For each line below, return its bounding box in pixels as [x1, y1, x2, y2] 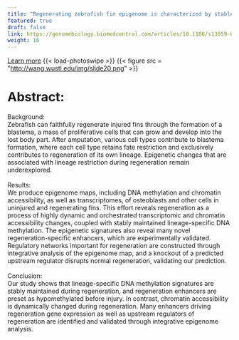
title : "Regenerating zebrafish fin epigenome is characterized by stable [7, 10, 234, 18]
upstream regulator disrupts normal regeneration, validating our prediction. [7, 257, 227, 265]
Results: [7, 181, 31, 190]
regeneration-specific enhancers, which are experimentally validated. [7, 234, 211, 242]
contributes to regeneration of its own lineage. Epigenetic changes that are [7, 150, 227, 159]
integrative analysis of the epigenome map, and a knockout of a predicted [7, 249, 224, 257]
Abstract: [7, 89, 65, 105]
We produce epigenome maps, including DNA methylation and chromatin [7, 188, 221, 197]
